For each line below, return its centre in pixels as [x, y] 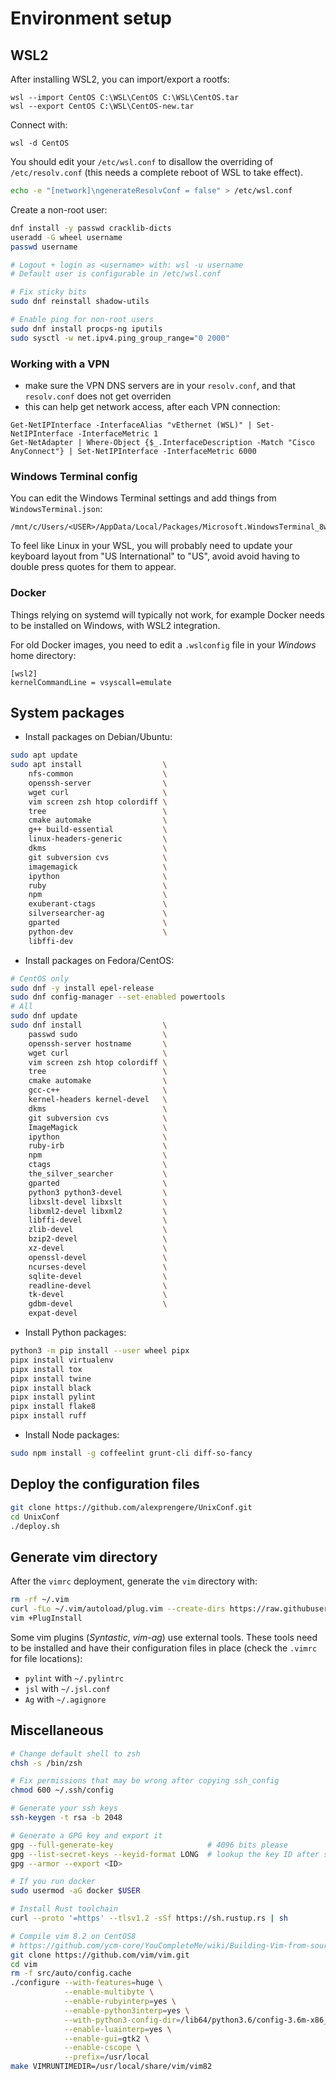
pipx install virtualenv [62, 1360]
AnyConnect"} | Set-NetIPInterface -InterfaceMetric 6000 [133, 451]
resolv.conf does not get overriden [98, 396]
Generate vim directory [84, 1557]
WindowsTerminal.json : [56, 509]
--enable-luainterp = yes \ [117, 2029]
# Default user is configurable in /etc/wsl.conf [116, 274]
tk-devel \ [98, 1295]
